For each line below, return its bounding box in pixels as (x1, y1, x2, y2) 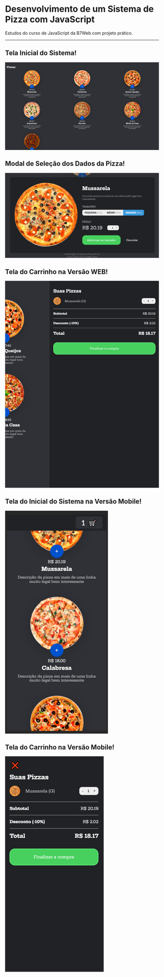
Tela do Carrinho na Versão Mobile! (5, 743, 115, 751)
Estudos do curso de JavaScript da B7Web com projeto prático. (5, 30, 133, 36)
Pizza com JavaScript (5, 14, 95, 25)
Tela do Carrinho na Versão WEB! (5, 267, 108, 276)
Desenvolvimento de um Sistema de (5, 3, 154, 15)
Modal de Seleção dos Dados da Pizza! (5, 159, 125, 168)
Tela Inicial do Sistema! (5, 49, 77, 57)
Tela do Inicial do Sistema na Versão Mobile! (5, 497, 142, 506)
